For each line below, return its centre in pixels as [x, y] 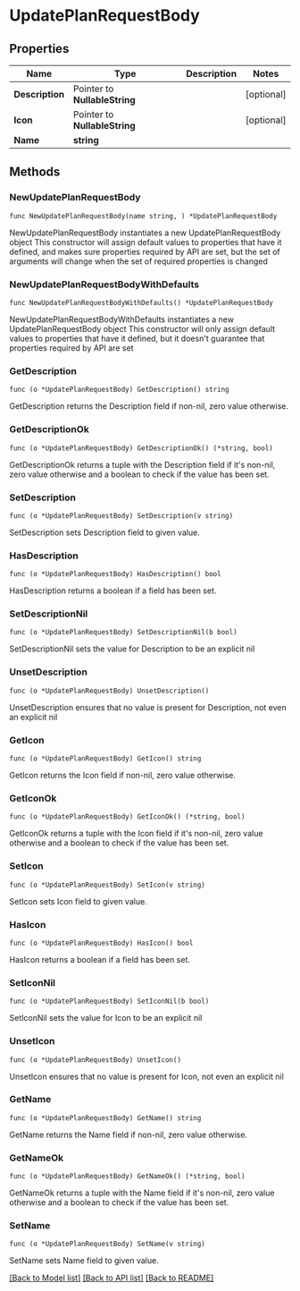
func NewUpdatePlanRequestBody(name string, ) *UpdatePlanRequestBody [143, 216]
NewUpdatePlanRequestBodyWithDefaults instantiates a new [122, 319]
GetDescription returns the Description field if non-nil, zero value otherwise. [149, 406]
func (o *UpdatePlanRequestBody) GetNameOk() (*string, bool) [127, 1176]
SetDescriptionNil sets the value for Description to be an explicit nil [132, 649]
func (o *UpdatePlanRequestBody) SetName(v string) [107, 1244]
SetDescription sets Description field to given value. [105, 532]
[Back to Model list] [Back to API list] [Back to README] [112, 1278]
